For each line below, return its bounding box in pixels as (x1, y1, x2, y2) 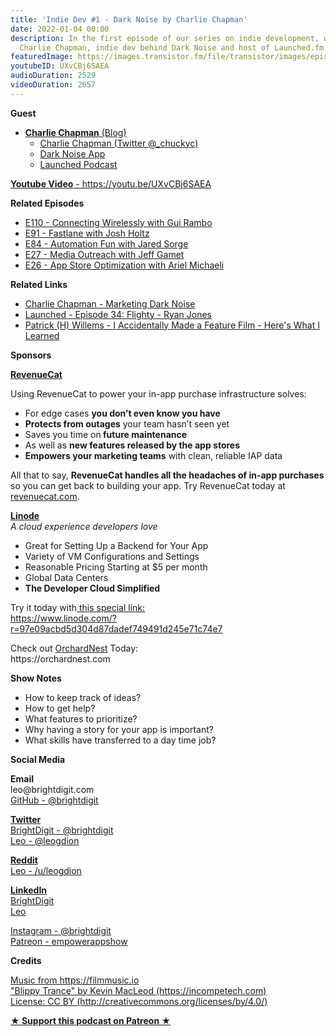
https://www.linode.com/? (10, 612, 117, 624)
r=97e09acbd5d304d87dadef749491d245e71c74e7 (10, 622, 223, 635)
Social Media (10, 753, 66, 765)
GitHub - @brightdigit (10, 794, 99, 806)
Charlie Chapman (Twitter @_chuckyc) (39, 137, 199, 149)
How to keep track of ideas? (24, 691, 142, 703)
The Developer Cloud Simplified (24, 582, 161, 594)
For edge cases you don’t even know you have (24, 407, 221, 419)
